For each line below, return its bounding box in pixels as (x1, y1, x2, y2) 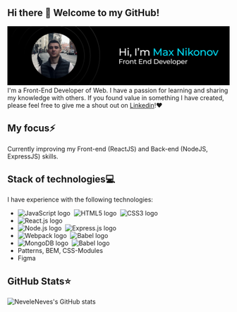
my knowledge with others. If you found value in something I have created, (7, 93, 224, 102)
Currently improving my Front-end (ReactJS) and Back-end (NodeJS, (7, 144, 208, 153)
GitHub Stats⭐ (7, 275, 71, 287)
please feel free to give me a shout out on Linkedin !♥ (7, 101, 163, 109)
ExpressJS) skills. (7, 152, 59, 161)
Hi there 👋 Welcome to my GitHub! (7, 7, 160, 19)
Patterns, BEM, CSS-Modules (17, 247, 104, 255)
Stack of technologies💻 (7, 173, 116, 185)
